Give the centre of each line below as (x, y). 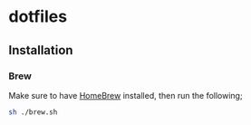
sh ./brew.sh (33, 112)
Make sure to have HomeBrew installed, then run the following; (125, 95)
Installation (41, 50)
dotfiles (38, 17)
